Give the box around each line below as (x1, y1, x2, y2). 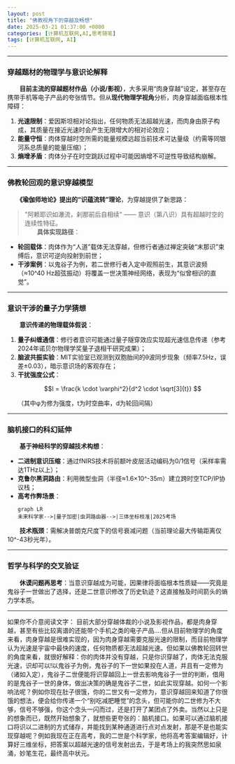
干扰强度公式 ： (17, 371, 61, 379)
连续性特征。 (24, 219, 62, 227)
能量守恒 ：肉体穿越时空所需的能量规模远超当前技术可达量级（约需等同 (17, 135, 220, 143)
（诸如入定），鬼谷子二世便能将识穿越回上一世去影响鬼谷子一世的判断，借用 (7, 670, 225, 678)
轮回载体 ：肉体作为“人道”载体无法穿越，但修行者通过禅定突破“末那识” (17, 243, 219, 251)
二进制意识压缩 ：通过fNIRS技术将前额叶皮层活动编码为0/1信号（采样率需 (17, 457, 227, 465)
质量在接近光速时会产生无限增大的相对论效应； (36, 125, 171, 134)
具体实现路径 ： (36, 227, 80, 236)
